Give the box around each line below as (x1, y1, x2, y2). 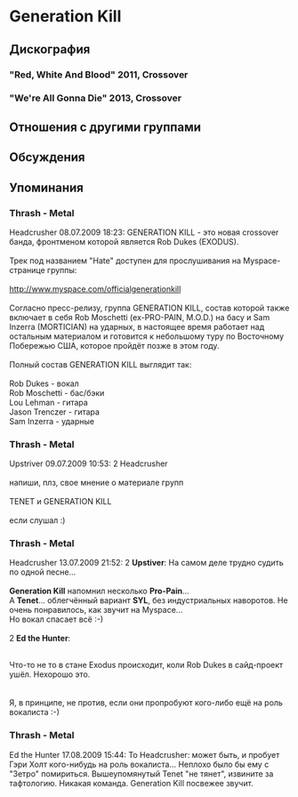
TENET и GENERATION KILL (9, 496, 112, 507)
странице (9, 264, 46, 275)
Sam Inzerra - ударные (9, 415, 95, 426)
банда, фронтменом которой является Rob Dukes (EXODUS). (9, 236, 239, 246)
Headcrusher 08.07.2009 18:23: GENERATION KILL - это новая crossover (9, 227, 279, 237)
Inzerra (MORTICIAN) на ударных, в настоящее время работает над (9, 321, 265, 332)
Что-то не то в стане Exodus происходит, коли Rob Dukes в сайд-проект (9, 660, 284, 671)
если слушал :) (9, 515, 66, 526)
